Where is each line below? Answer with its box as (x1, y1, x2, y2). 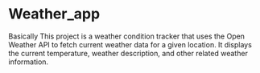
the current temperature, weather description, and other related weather (8, 48, 248, 58)
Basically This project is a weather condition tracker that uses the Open (8, 31, 246, 41)
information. (8, 57, 49, 67)
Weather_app (8, 5, 101, 23)
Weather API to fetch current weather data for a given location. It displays (8, 39, 252, 49)
